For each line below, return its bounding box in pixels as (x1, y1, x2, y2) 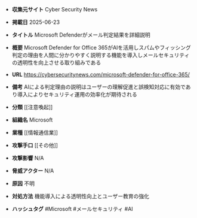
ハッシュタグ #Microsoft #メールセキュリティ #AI (11, 205, 133, 212)
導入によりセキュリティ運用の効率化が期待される (17, 91, 137, 98)
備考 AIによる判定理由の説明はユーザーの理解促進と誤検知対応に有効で (11, 83, 186, 90)
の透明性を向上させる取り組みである (11, 59, 101, 66)
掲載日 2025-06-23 (11, 19, 60, 26)
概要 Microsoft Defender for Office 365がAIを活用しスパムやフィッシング (11, 44, 191, 51)
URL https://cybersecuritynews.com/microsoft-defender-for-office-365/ (11, 71, 190, 78)
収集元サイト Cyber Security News (11, 6, 98, 13)
